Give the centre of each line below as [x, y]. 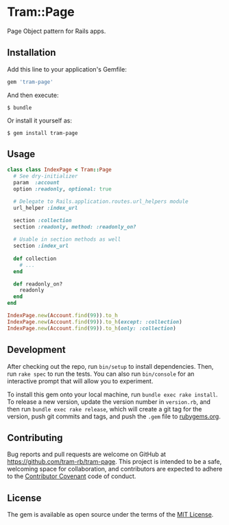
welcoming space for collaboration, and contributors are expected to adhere [115, 469]
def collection [35, 259]
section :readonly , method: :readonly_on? [75, 227]
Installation [32, 53]
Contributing [35, 438]
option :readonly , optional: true [62, 189]
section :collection [43, 220]
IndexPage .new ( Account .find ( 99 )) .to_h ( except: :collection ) [95, 322]
